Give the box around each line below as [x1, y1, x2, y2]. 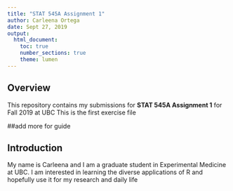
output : [7, 29, 30, 37]
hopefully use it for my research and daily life [7, 176, 138, 184]
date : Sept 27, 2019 [7, 23, 68, 30]
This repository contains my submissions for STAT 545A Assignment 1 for [7, 100, 222, 109]
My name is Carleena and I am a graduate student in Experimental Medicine [7, 161, 227, 169]
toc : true [20, 43, 49, 50]
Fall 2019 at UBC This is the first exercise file [7, 108, 137, 117]
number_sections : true [20, 50, 86, 57]
